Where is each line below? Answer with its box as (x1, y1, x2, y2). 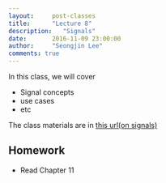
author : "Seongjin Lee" (8, 42, 104, 50)
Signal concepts (19, 87, 74, 97)
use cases (19, 96, 55, 105)
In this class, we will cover (8, 72, 96, 81)
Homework (8, 143, 66, 158)
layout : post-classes (8, 11, 96, 20)
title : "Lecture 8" (8, 19, 92, 28)
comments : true (8, 49, 60, 57)
